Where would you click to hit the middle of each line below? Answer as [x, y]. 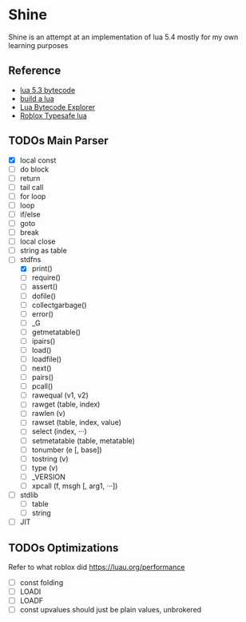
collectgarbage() [59, 305]
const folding [42, 582]
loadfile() [47, 359]
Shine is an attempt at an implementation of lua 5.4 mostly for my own [123, 37]
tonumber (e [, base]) [67, 450]
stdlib [29, 495]
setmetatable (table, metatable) [83, 440]
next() [42, 368]
